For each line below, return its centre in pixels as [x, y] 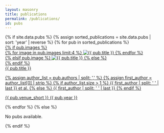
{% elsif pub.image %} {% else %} [56, 58]
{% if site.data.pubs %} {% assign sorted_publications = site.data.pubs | [78, 37]
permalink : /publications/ [33, 19]
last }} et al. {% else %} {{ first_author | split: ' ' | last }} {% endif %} [73, 88]
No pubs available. [24, 117]
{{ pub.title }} [18, 68]
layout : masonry [22, 10]
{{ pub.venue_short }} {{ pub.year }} [41, 98]
